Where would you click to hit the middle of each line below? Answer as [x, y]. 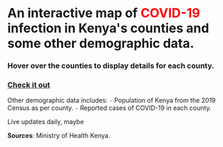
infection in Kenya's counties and [108, 28]
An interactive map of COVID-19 [104, 13]
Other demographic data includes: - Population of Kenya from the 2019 [111, 101]
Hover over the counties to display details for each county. [111, 66]
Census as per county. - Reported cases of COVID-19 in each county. [109, 108]
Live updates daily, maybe [46, 122]
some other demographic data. [101, 44]
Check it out [29, 85]
